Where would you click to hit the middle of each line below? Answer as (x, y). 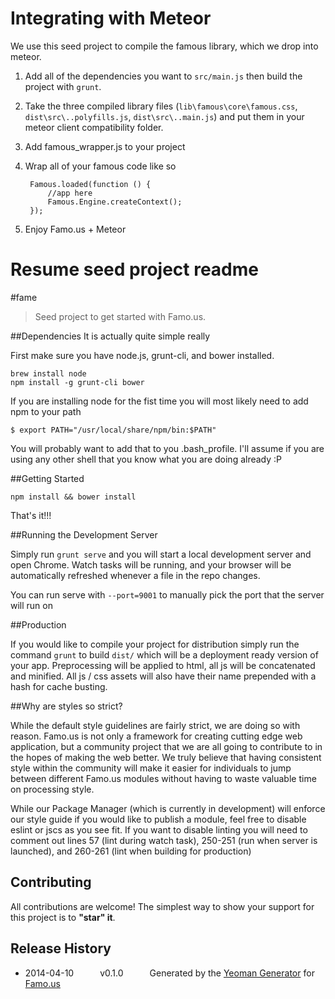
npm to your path (46, 411)
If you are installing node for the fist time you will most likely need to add (159, 401)
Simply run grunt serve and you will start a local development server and (161, 554)
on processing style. (52, 789)
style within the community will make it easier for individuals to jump (151, 768)
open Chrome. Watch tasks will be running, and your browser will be (151, 564)
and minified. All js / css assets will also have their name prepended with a (163, 676)
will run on (31, 605)
